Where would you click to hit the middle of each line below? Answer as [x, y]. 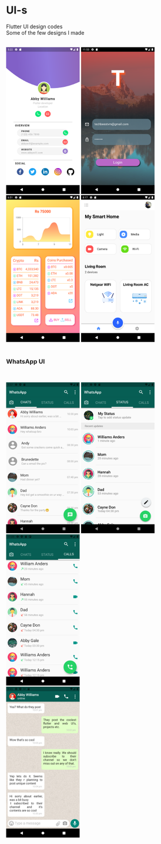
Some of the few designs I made [45, 32]
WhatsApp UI [26, 361]
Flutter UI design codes [34, 26]
